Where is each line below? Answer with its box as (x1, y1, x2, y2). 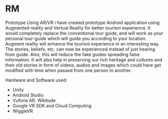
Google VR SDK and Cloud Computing (12, 102, 92, 108)
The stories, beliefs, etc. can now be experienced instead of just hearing (5, 46, 155, 52)
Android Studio (12, 92, 44, 98)
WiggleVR (12, 108, 33, 114)
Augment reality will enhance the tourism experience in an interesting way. (5, 40, 160, 46)
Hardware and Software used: (5, 77, 67, 83)
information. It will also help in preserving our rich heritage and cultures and (5, 56, 162, 62)
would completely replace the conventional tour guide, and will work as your (5, 30, 163, 36)
